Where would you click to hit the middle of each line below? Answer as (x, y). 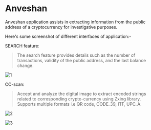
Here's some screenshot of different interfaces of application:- (68, 36)
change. (25, 65)
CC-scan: (15, 84)
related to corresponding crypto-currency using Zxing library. (79, 99)
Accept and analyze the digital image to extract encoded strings (82, 94)
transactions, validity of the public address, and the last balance (81, 60)
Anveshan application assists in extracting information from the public (75, 22)
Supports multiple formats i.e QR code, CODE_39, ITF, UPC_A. (79, 104)
